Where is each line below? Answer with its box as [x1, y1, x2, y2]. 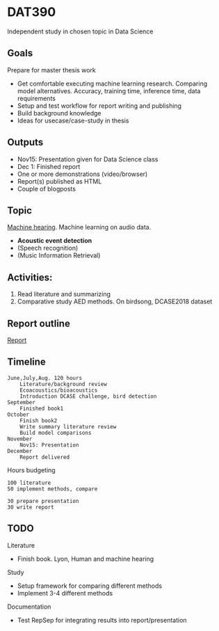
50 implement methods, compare [7, 485, 98, 493]
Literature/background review [19, 381, 108, 388]
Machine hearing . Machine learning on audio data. [7, 223, 152, 232]
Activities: [7, 271, 53, 283]
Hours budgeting [7, 465, 56, 474]
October [7, 411, 30, 418]
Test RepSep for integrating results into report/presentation [17, 616, 187, 624]
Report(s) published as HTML [17, 177, 102, 185]
